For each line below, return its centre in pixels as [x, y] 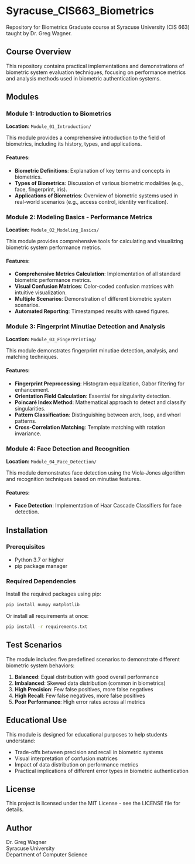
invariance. [28, 433]
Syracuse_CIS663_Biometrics [80, 11]
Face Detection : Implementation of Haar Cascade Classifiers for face [98, 506]
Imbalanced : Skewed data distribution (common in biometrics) [90, 683]
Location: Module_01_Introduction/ [49, 126]
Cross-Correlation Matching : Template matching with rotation [90, 427]
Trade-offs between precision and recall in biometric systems [89, 752]
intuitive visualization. [41, 293]
